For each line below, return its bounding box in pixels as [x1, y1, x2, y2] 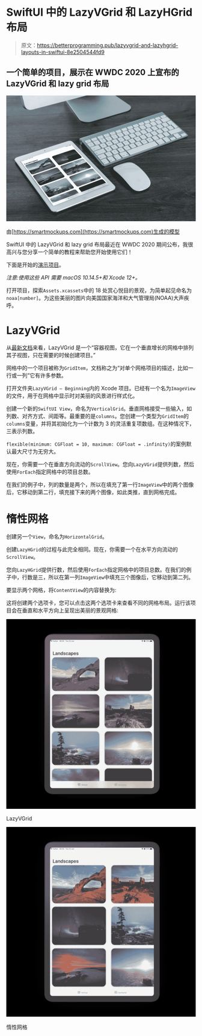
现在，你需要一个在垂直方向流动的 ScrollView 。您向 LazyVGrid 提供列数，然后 [6, 461, 195, 468]
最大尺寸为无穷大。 [11, 448, 59, 455]
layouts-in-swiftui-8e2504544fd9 [20, 48, 105, 55]
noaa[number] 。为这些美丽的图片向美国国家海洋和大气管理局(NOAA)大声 [6, 295, 185, 302]
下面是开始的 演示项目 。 [6, 261, 64, 269]
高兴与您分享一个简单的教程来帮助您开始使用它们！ [6, 248, 133, 256]
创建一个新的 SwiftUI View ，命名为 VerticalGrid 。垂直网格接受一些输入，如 [6, 405, 192, 413]
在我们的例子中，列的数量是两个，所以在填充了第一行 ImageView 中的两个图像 [6, 481, 194, 488]
